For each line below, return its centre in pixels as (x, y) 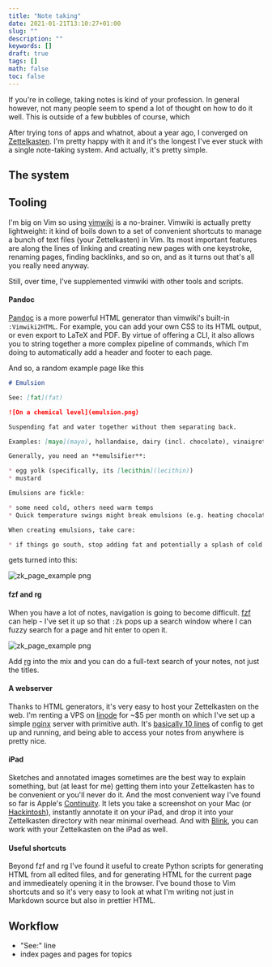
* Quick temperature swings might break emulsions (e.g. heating (121, 515)
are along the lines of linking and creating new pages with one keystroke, (130, 248)
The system (39, 175)
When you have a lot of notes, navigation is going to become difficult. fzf (130, 612)
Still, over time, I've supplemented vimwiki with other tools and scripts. (126, 281)
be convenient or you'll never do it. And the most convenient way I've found (134, 795)
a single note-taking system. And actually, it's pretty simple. (108, 149)
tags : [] (23, 62)
